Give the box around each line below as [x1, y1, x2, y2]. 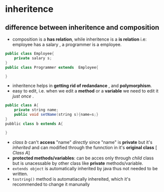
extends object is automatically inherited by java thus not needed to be [12, 165, 158, 171]
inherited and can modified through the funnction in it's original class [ [12, 144, 157, 150]
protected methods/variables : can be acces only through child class [12, 155, 154, 161]
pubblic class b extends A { [5, 121, 63, 126]
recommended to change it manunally [12, 181, 90, 187]
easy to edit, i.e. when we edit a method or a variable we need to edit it [12, 88, 159, 94]
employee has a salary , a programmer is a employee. [12, 42, 122, 48]
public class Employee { [5, 51, 55, 56]
